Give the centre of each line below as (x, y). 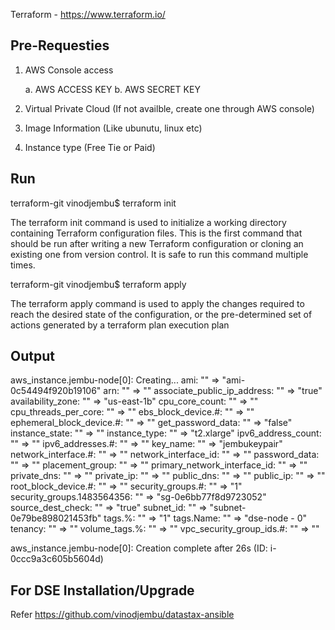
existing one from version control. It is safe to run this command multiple (159, 254)
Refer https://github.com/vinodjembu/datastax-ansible (122, 615)
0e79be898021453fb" (56, 518)
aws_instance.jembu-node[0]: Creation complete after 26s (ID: (139, 548)
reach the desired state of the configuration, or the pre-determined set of (161, 314)
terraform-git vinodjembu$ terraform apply (98, 284)
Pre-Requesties (60, 45)
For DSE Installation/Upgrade (102, 590)
